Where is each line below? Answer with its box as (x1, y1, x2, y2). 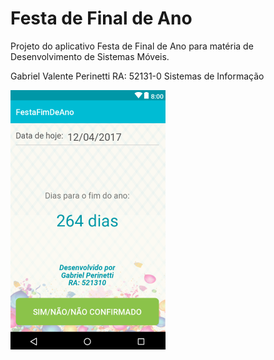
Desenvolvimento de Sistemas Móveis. (10, 50, 170, 62)
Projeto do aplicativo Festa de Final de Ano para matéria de (10, 40, 254, 52)
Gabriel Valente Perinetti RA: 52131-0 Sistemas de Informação (10, 70, 265, 82)
